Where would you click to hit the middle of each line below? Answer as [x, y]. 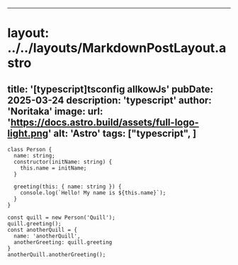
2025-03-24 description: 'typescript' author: [110, 100]
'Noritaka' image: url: [55, 111]
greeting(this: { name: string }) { [68, 187]
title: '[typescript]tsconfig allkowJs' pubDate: [110, 89]
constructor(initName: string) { [63, 162]
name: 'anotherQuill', [47, 236]
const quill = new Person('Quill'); [61, 218]
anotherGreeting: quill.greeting [63, 242]
